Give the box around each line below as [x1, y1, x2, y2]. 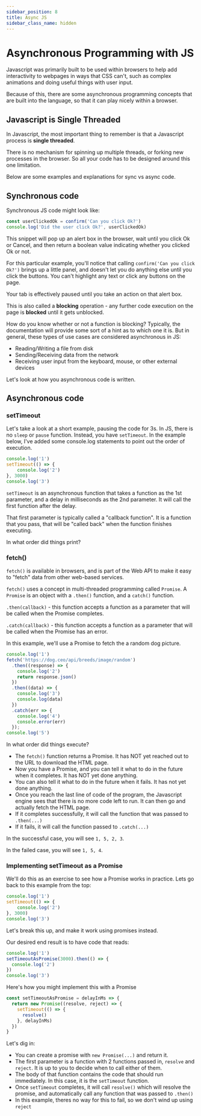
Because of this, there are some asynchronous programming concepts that [6, 91, 193, 98]
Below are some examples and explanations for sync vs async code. [6, 173, 176, 181]
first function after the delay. [6, 502, 77, 509]
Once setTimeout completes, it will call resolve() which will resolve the [14, 1083, 191, 1091]
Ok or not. [6, 248, 31, 255]
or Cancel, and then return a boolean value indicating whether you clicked [6, 241, 190, 248]
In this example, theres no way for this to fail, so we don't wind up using [14, 1097, 193, 1104]
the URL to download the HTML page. [14, 759, 109, 766]
